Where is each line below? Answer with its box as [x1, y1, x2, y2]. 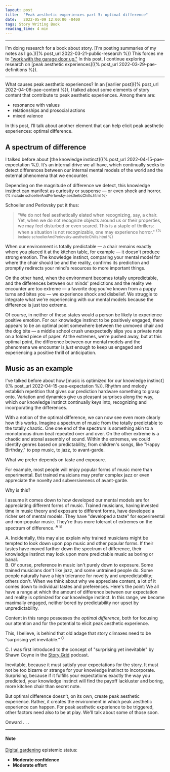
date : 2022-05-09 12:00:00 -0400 [5, 17, 80, 22]
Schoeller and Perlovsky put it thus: [5, 202, 79, 208]
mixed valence [12, 113, 44, 119]
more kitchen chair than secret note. [5, 683, 81, 689]
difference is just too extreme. [5, 302, 68, 308]
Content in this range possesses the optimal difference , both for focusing [5, 615, 158, 621]
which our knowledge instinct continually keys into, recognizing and [5, 399, 147, 405]
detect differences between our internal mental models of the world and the [5, 167, 163, 173]
